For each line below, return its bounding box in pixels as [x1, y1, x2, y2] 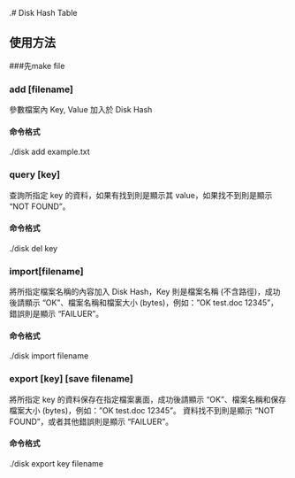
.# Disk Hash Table [9, 8, 78, 18]
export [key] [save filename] [9, 373, 134, 385]
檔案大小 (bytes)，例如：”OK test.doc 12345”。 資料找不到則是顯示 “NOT [9, 405, 276, 415]
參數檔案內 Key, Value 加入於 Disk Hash [9, 104, 153, 115]
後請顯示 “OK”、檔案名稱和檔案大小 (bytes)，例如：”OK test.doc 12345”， [9, 297, 279, 308]
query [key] [9, 168, 60, 181]
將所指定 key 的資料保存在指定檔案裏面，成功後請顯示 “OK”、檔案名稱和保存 [9, 394, 287, 405]
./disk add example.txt [9, 146, 90, 158]
